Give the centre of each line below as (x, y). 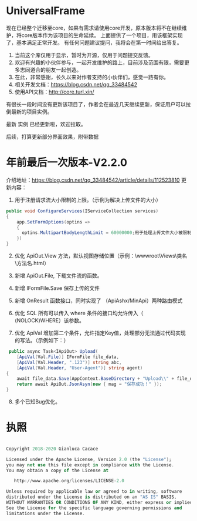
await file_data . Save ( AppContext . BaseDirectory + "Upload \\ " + (96, 379)
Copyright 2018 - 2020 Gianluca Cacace (52, 449)
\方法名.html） (32, 263)
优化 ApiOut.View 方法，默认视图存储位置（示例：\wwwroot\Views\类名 (101, 256)
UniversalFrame (45, 11)
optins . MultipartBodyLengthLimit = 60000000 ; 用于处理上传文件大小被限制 (106, 233)
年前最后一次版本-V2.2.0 (67, 163)
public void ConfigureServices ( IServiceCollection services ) (82, 211)
